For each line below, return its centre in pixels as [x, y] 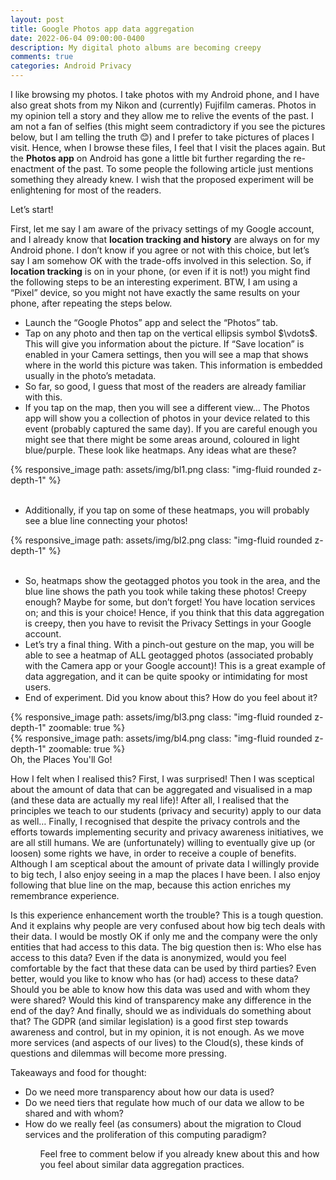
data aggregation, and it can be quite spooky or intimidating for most [166, 676]
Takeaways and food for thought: [78, 1072]
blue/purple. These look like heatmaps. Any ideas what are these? [160, 450]
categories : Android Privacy [71, 66]
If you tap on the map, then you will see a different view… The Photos [167, 407]
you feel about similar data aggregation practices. [142, 1164]
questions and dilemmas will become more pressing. [118, 1053]
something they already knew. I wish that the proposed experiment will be [162, 179]
